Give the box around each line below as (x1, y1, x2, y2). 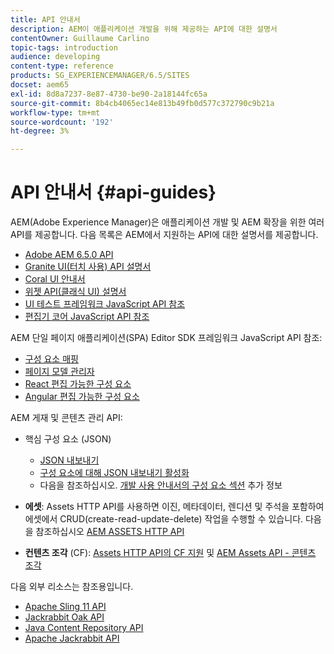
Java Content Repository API (24, 622, 144, 634)
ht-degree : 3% (10, 126, 70, 136)
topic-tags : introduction (10, 42, 118, 53)
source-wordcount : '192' (10, 117, 114, 127)
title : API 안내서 (10, 14, 81, 25)
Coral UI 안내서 (24, 273, 86, 285)
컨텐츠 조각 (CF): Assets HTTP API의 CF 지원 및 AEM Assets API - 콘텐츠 (24, 547, 317, 559)
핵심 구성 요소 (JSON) (24, 433, 112, 445)
